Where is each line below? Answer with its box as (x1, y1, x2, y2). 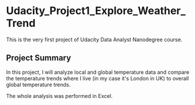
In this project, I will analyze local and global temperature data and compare (6, 69, 190, 76)
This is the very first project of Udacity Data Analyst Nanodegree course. (6, 36, 183, 43)
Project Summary (6, 53, 72, 63)
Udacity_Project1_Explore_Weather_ (6, 4, 186, 18)
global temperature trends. (6, 81, 71, 88)
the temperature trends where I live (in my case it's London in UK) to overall (6, 74, 189, 82)
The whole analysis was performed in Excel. (6, 92, 113, 99)
